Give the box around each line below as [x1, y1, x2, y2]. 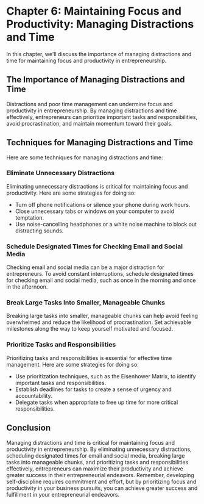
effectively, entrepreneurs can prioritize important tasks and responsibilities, [6, 113, 198, 120]
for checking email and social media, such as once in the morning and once [6, 276, 196, 284]
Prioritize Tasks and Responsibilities [6, 340, 116, 349]
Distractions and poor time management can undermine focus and [6, 100, 173, 107]
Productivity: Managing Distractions [6, 17, 194, 31]
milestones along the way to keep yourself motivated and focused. [6, 325, 174, 333]
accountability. [15, 392, 52, 399]
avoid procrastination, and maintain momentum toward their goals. [6, 120, 173, 127]
